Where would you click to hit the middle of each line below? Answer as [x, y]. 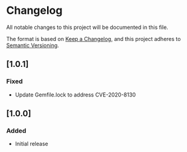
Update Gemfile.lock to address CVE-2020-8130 [75, 95]
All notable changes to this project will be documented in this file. [87, 27]
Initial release [31, 144]
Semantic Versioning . [33, 45]
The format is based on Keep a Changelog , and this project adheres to [93, 39]
